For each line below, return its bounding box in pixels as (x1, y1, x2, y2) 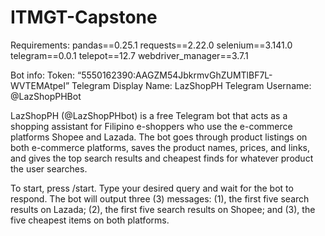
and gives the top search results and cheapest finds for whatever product (10, 152, 314, 164)
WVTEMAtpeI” (10, 79, 70, 91)
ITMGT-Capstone (10, 6, 158, 29)
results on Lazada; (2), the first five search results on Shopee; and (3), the (10, 203, 316, 215)
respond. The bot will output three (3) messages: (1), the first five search (10, 192, 310, 205)
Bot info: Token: (10, 69, 76, 81)
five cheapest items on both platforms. (10, 214, 170, 226)
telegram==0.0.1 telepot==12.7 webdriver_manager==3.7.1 (10, 49, 249, 61)
